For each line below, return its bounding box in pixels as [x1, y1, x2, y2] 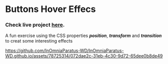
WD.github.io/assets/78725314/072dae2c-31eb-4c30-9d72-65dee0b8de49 [5, 53, 163, 59]
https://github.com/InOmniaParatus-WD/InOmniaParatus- [5, 47, 124, 53]
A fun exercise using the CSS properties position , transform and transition [5, 32, 162, 38]
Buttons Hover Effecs [5, 3, 96, 15]
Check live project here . [5, 21, 65, 28]
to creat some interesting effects [5, 38, 73, 44]
